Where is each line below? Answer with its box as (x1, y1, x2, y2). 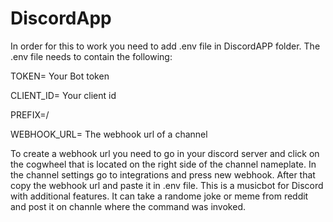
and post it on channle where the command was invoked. (10, 200, 246, 212)
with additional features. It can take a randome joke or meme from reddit (10, 190, 309, 202)
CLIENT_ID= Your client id (10, 89, 117, 101)
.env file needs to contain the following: (10, 50, 173, 62)
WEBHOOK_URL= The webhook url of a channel (10, 128, 208, 140)
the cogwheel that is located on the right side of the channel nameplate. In (10, 158, 317, 170)
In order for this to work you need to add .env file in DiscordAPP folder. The (10, 40, 321, 52)
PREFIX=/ (10, 108, 50, 121)
